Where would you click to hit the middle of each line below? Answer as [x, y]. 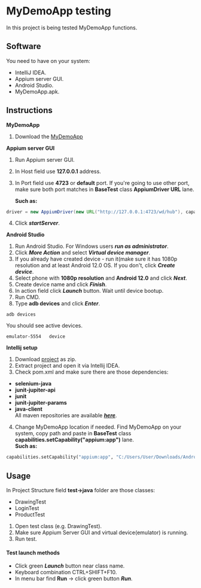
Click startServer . [37, 223]
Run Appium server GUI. [45, 159]
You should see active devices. [44, 326]
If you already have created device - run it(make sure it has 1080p [96, 259]
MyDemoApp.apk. [37, 92]
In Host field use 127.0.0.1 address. [58, 171]
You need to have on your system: [48, 60]
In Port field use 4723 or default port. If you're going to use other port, [102, 183]
